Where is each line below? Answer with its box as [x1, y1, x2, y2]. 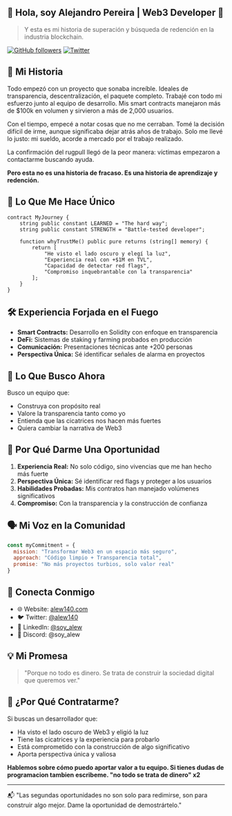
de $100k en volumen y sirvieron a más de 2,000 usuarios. [7, 106, 174, 115]
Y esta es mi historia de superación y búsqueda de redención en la [23, 25, 214, 33]
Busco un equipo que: [7, 388, 70, 397]
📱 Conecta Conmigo [7, 587, 95, 598]
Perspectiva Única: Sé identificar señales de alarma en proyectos [17, 350, 205, 359]
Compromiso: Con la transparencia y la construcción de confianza [17, 499, 208, 507]
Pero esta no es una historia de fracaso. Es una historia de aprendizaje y [7, 169, 218, 177]
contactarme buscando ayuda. [7, 155, 95, 163]
